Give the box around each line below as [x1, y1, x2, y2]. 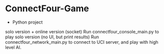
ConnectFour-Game [5, 3, 89, 14]
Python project [12, 19, 43, 25]
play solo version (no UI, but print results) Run [5, 34, 99, 40]
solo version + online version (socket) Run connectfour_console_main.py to [5, 28, 159, 34]
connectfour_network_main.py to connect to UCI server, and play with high [5, 39, 159, 45]
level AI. [5, 44, 21, 50]
